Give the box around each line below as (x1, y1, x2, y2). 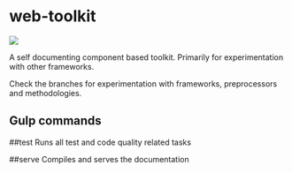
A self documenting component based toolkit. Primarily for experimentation (9, 51, 284, 63)
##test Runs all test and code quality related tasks (9, 137, 192, 147)
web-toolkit (9, 6, 96, 26)
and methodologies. (9, 87, 82, 98)
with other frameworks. (9, 61, 95, 71)
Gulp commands (9, 113, 102, 129)
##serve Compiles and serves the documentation (9, 154, 190, 164)
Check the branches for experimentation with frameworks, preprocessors (9, 78, 278, 89)
